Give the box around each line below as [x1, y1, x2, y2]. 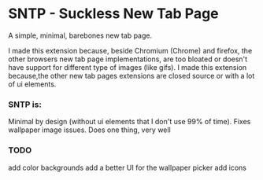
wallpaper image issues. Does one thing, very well [8, 125, 171, 134]
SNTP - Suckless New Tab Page [8, 5, 219, 23]
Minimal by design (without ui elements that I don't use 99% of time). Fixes [8, 117, 251, 127]
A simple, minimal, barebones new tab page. [8, 31, 152, 40]
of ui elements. [8, 79, 57, 89]
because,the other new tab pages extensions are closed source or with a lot [8, 71, 255, 80]
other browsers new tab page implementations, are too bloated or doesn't [8, 54, 248, 64]
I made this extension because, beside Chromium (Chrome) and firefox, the [8, 46, 253, 55]
